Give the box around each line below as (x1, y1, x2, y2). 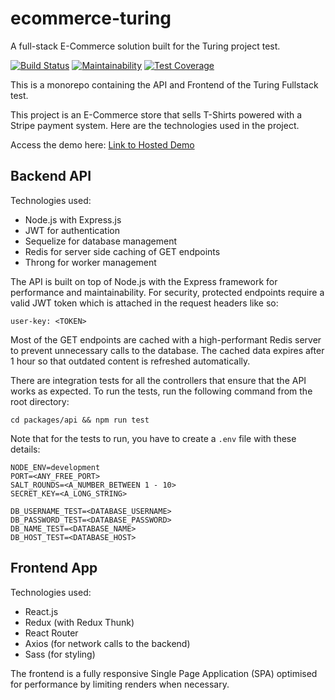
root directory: (10, 395, 70, 407)
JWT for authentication (24, 224, 120, 236)
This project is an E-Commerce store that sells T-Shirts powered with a (10, 108, 303, 121)
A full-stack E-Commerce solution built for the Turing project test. (10, 40, 281, 52)
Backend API (10, 168, 92, 185)
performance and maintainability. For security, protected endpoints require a (10, 286, 325, 298)
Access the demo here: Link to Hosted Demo (10, 138, 195, 151)
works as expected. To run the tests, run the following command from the (10, 385, 313, 397)
